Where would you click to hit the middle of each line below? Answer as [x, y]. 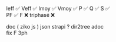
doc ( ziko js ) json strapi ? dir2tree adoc [55, 27]
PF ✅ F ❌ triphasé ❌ [30, 15]
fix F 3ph [17, 33]
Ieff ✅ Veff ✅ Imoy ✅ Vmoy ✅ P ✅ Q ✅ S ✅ [58, 8]
